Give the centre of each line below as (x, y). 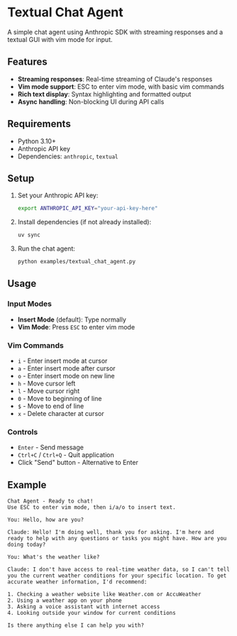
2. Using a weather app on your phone (65, 601)
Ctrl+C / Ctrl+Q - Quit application (66, 455)
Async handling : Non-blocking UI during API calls (91, 102)
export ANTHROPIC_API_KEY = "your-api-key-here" (88, 209)
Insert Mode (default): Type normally (72, 319)
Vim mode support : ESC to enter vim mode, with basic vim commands (121, 87)
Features (27, 62)
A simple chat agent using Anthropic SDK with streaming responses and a (115, 32)
